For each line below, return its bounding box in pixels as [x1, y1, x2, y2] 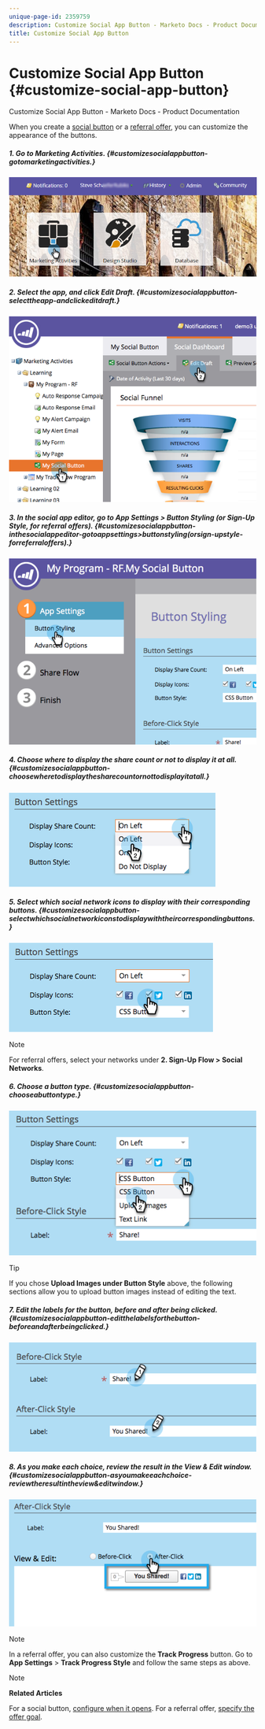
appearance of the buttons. [9, 131, 98, 140]
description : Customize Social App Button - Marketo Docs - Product [9, 20, 238, 29]
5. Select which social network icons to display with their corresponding [9, 898, 251, 907]
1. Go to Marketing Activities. [9, 148, 105, 157]
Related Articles [9, 1688, 63, 1698]
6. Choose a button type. [9, 1082, 92, 1091]
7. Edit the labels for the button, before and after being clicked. [9, 1305, 218, 1314]
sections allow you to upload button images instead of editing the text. [9, 1287, 237, 1297]
